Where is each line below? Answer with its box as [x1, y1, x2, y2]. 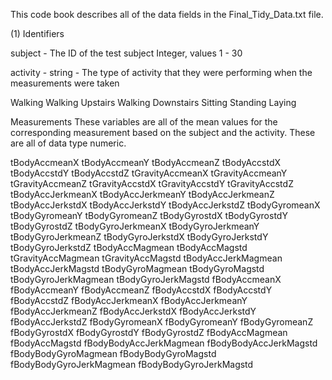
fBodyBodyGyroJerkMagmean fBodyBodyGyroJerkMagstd [10, 359, 254, 370]
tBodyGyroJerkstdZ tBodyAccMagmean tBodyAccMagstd [10, 242, 248, 253]
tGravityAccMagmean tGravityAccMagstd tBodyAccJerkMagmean [10, 252, 283, 264]
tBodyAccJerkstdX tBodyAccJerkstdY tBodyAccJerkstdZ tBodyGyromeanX [10, 199, 321, 211]
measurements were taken [10, 77, 120, 89]
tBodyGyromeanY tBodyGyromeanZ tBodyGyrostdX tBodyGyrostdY [10, 210, 288, 221]
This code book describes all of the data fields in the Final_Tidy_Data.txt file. [10, 9, 324, 20]
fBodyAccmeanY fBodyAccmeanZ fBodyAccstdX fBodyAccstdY [10, 284, 273, 296]
